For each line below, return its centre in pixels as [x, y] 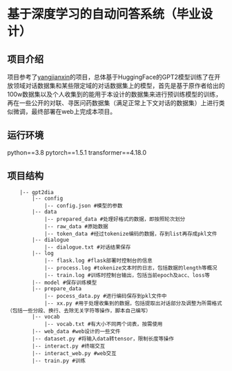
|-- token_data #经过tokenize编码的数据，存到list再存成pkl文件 [130, 234]
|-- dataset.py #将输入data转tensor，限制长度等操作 [103, 339]
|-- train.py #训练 [59, 361]
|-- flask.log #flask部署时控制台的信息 [98, 260]
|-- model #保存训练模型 [65, 283]
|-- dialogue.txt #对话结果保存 [87, 247]
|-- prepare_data [57, 288]
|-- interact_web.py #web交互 [74, 353]
